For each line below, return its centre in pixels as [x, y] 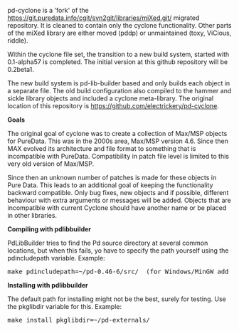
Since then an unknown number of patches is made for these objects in [112, 178]
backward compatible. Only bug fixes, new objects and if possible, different [118, 193]
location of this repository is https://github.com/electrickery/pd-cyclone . [113, 106]
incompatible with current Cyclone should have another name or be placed [117, 208]
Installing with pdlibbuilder [48, 285]
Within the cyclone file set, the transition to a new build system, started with [118, 54]
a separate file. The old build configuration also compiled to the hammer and [119, 91]
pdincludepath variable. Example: [56, 258]
